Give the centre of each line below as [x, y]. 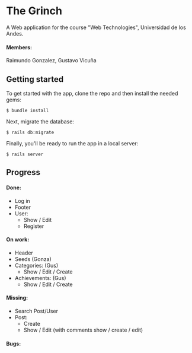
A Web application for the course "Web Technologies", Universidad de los [96, 27]
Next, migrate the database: [40, 121]
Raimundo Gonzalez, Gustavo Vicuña [51, 61]
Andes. [15, 33]
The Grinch [34, 11]
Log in [23, 201]
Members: [19, 47]
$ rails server [25, 154]
